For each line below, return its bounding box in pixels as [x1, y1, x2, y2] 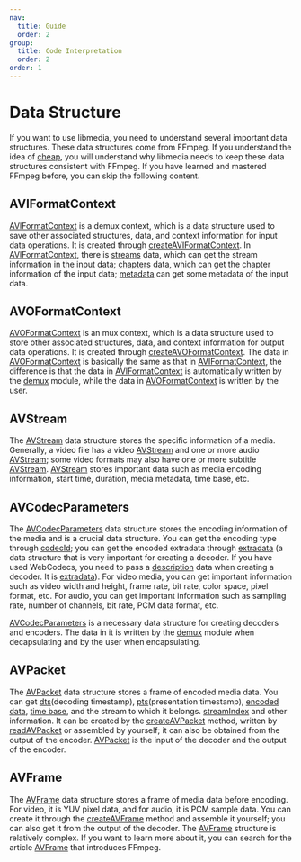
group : [9, 38, 34, 48]
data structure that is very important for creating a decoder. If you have [9, 552, 272, 563]
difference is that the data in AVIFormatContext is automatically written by [9, 366, 282, 377]
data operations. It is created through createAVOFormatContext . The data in [9, 347, 289, 358]
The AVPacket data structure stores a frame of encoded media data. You [9, 686, 279, 697]
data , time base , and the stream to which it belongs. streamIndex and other [9, 705, 288, 716]
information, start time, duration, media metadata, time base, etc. [9, 474, 250, 485]
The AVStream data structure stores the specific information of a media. [9, 435, 276, 446]
